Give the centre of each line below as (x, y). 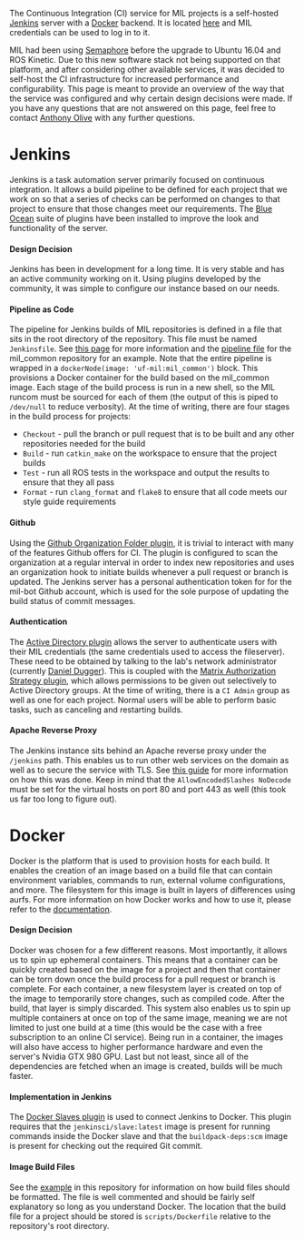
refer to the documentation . (61, 909)
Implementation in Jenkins (60, 1096)
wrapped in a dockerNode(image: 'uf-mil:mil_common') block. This (134, 368)
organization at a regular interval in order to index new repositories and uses (152, 562)
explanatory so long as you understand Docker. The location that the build (148, 1206)
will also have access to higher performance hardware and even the (136, 1047)
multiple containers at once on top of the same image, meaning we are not (148, 1018)
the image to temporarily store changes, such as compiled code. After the (147, 999)
